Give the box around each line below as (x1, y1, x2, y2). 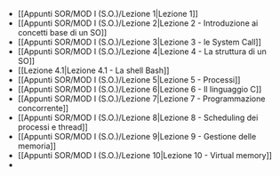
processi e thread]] (17, 122, 89, 132)
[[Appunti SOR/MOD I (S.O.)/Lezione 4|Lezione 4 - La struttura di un (17, 46, 267, 57)
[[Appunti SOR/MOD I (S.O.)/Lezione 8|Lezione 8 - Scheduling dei (17, 112, 259, 123)
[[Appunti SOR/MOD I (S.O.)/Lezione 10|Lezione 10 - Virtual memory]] (17, 150, 273, 160)
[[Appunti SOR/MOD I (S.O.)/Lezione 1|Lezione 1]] (17, 9, 198, 19)
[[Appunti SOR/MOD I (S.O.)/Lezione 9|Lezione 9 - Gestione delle (17, 132, 257, 141)
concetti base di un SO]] (17, 28, 108, 37)
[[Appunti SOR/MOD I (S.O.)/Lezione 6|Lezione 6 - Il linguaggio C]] (17, 84, 262, 94)
